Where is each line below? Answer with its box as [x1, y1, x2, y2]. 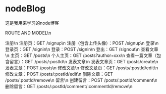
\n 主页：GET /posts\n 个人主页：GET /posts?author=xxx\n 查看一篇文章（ [5, 52, 157, 58]
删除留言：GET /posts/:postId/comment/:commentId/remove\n [5, 83, 133, 89]
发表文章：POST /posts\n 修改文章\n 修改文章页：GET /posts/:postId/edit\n [5, 65, 158, 71]
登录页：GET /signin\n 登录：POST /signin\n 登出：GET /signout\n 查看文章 [5, 46, 159, 52]
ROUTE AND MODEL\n [5, 30, 51, 36]
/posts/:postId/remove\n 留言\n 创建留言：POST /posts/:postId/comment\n [5, 77, 158, 83]
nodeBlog [5, 3, 46, 14]
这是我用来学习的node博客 [5, 20, 59, 26]
